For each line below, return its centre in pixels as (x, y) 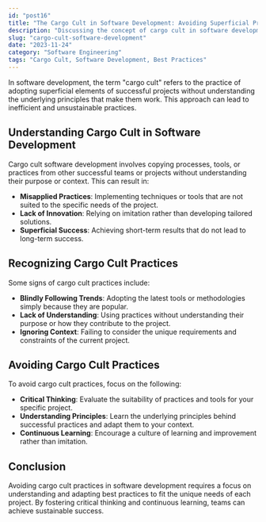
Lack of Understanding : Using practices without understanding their (132, 315)
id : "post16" (30, 15)
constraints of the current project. (75, 340)
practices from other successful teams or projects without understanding (127, 172)
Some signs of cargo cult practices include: (79, 282)
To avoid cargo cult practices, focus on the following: (95, 384)
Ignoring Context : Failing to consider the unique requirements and (128, 332)
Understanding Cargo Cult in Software (104, 133)
